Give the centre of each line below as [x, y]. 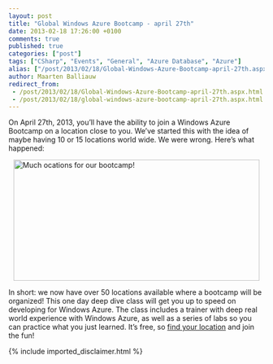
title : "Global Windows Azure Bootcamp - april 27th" [102, 24]
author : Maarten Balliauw [52, 77]
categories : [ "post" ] [45, 54]
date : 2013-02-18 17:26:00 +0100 [65, 31]
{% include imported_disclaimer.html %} [76, 352]
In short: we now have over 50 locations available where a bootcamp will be [135, 292]
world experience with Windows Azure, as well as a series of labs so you [130, 318]
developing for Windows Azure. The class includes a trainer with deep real [133, 309]
